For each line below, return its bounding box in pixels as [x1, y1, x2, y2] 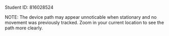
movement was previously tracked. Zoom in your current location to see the [5, 20, 164, 25]
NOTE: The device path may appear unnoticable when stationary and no [5, 14, 157, 20]
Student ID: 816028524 [5, 5, 54, 10]
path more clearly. [5, 25, 43, 31]
